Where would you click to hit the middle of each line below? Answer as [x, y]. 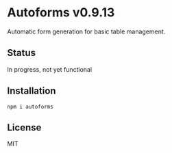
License [24, 127]
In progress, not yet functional [50, 69]
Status [22, 53]
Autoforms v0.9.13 [61, 13]
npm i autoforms [30, 107]
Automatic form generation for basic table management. [86, 31]
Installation [32, 91]
